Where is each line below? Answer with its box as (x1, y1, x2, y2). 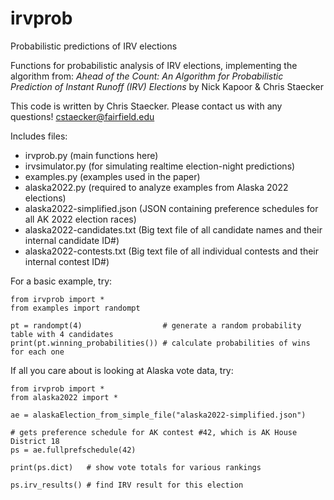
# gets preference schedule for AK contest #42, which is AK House (10, 427, 298, 437)
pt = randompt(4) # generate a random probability (10, 320, 302, 331)
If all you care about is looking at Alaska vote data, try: (10, 364, 234, 376)
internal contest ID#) (24, 255, 110, 267)
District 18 (10, 436, 60, 446)
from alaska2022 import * (10, 392, 118, 402)
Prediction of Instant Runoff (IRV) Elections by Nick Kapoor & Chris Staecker (10, 80, 325, 92)
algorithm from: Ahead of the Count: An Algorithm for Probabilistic (10, 70, 284, 82)
